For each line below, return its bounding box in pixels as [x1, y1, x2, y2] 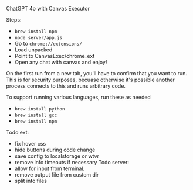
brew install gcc [14, 112, 57, 118]
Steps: [6, 16, 22, 23]
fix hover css [14, 140, 46, 147]
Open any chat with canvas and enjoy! [14, 58, 107, 65]
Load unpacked [14, 46, 53, 53]
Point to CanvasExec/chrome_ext [14, 53, 95, 59]
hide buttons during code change [14, 146, 96, 153]
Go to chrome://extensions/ [14, 40, 82, 47]
